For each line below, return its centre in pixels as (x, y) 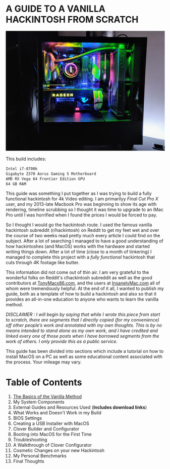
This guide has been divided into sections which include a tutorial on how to (85, 351)
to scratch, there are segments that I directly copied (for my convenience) (82, 319)
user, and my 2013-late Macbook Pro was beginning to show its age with (81, 204)
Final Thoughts (29, 461)
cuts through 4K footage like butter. (43, 262)
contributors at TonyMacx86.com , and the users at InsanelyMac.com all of (83, 283)
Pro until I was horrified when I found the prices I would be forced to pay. (81, 215)
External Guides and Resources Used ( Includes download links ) (80, 407)
